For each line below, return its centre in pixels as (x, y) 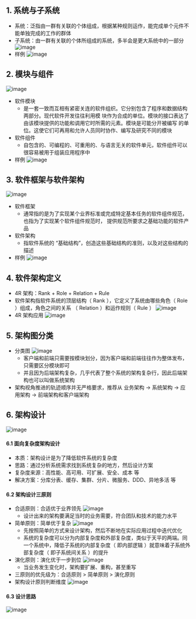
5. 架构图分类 (30, 335)
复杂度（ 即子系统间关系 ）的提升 (68, 553)
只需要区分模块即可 (47, 366)
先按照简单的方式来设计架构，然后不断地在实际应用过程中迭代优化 (103, 530)
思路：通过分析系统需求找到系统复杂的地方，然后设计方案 (84, 465)
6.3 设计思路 (21, 596)
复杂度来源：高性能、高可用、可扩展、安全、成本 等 (77, 473)
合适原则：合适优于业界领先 (48, 509)
